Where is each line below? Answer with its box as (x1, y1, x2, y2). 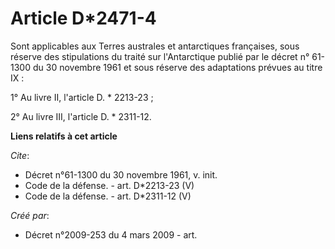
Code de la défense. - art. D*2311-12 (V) (24, 190, 192, 202)
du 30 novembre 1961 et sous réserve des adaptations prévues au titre (32, 61, 323, 73)
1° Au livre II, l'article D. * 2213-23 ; (10, 91, 154, 103)
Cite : (10, 149, 30, 161)
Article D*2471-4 (10, 7, 157, 30)
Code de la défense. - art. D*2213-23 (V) (24, 179, 195, 191)
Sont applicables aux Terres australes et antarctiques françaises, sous (10, 40, 300, 52)
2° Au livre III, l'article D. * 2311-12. (10, 110, 152, 122)
